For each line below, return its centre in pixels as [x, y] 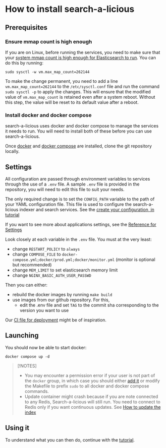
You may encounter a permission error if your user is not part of [90, 375]
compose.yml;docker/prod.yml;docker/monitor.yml [63, 260]
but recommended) [32, 264]
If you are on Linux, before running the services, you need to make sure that [83, 52]
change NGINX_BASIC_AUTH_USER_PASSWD [52, 275]
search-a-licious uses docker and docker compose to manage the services [82, 126]
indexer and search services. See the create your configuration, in [87, 209]
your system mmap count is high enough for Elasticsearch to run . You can [81, 58]
